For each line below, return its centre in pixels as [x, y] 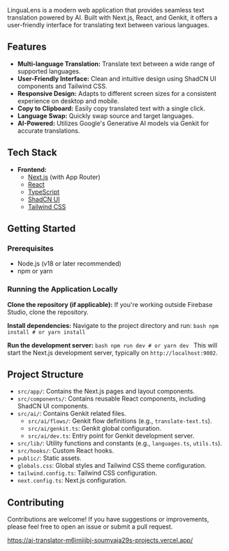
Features [27, 47]
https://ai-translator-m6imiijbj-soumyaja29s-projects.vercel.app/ [100, 541]
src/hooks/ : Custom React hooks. [65, 451]
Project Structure [45, 374]
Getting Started [42, 229]
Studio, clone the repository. [48, 312]
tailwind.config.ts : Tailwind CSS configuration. [87, 473]
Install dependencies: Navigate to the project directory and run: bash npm [113, 325]
